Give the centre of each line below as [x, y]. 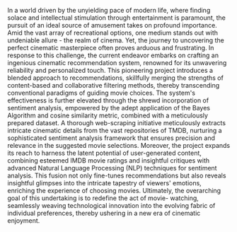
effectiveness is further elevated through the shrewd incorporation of [108, 100]
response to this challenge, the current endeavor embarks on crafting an [113, 55]
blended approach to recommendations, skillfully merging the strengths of [116, 78]
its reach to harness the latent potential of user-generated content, [104, 153]
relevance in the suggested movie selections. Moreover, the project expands [119, 145]
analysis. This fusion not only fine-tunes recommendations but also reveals [117, 175]
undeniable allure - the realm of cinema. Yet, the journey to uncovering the [116, 40]
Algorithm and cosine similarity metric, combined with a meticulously [108, 115]
